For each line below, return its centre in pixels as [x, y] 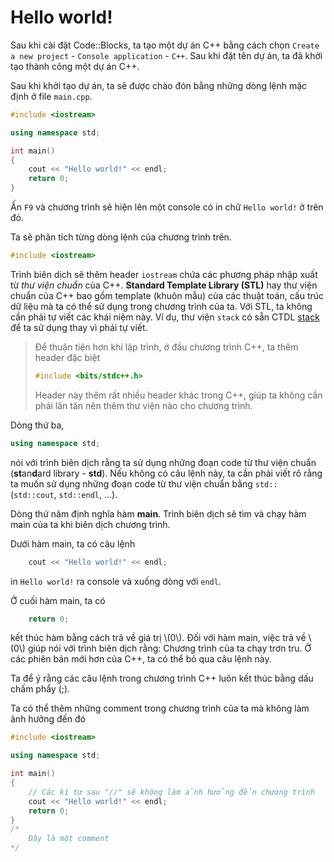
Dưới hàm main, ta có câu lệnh [73, 543]
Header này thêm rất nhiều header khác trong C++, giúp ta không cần [178, 395]
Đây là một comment [69, 839]
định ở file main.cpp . [51, 96]
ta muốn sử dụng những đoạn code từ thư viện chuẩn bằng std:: [144, 483]
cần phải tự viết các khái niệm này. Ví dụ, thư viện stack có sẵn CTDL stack [165, 317]
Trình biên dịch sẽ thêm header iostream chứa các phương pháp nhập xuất [164, 274]
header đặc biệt [67, 357]
